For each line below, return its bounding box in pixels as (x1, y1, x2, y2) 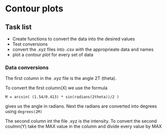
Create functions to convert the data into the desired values (12, 36, 135, 42)
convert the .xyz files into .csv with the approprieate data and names (12, 47, 154, 52)
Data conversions (5, 64, 49, 71)
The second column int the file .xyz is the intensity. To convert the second (5, 118, 157, 124)
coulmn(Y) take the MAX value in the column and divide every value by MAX (5, 124, 162, 130)
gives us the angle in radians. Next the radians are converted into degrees (5, 103, 157, 109)
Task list (5, 23, 32, 31)
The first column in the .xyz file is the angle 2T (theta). (5, 75, 117, 81)
